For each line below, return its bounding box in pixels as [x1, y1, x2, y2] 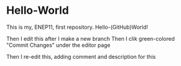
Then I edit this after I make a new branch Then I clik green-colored [6, 35, 175, 42]
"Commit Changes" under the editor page [6, 41, 111, 49]
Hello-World [6, 4, 69, 17]
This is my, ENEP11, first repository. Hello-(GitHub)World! [6, 23, 148, 31]
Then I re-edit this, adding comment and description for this [6, 53, 156, 60]
